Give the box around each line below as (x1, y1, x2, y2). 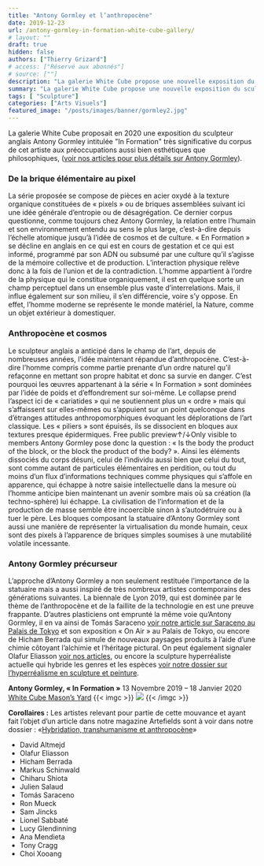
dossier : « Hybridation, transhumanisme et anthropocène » (8, 724, 197, 734)
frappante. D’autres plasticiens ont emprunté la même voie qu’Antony (8, 609, 232, 619)
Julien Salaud (19, 782, 64, 791)
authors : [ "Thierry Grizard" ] (8, 56, 108, 64)
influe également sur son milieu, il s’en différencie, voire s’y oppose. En (8, 292, 238, 301)
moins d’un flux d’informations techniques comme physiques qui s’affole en (8, 471, 253, 481)
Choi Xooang (19, 849, 62, 858)
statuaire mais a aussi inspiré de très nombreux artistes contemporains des (8, 584, 251, 593)
